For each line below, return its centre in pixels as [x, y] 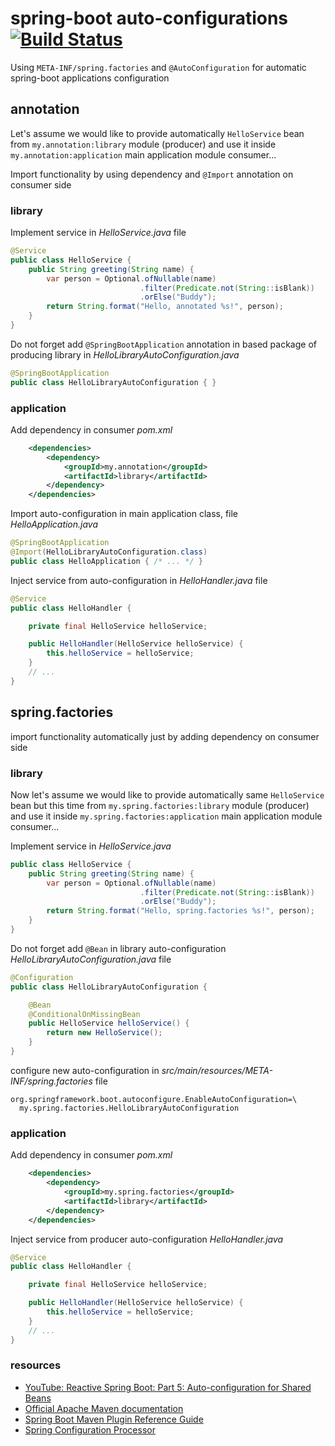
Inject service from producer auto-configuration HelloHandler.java [147, 1239]
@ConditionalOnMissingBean [84, 1014]
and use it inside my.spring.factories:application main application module [166, 816]
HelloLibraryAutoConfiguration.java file [91, 959]
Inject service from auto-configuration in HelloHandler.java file [139, 580]
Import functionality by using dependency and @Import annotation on [152, 174]
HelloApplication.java [54, 524]
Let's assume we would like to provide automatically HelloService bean [157, 133]
